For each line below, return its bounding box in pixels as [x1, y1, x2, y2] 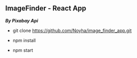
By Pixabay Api [5, 17, 38, 23]
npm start [12, 47, 33, 53]
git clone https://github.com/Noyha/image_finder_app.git [12, 27, 132, 34]
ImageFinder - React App [5, 4, 87, 13]
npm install [12, 37, 36, 43]
